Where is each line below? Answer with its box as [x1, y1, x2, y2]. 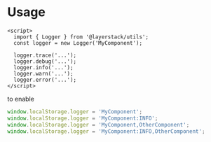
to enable [7, 94, 35, 103]
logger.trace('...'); [13, 52, 77, 59]
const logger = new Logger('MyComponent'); [13, 39, 142, 46]
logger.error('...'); [13, 76, 77, 83]
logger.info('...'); [13, 64, 74, 71]
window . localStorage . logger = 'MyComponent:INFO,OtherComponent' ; [7, 127, 205, 135]
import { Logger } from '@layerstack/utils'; [13, 33, 149, 41]
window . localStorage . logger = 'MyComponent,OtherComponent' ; [7, 121, 190, 128]
